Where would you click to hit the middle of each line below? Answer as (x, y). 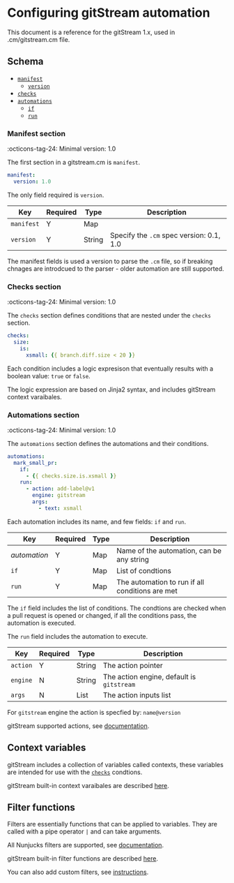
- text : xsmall (60, 508)
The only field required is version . (56, 195)
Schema (25, 62)
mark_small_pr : (36, 463)
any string (133, 559)
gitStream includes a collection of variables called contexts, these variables (116, 764)
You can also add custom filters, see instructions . (78, 872)
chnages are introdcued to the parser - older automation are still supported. (116, 268)
